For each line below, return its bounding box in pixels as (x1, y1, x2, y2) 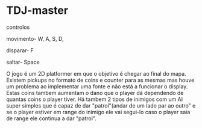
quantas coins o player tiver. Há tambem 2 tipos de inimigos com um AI (6, 96, 183, 103)
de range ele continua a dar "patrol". (6, 115, 96, 122)
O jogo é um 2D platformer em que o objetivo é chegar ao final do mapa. (6, 70, 186, 77)
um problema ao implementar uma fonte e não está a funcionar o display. (6, 82, 188, 90)
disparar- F (6, 46, 34, 54)
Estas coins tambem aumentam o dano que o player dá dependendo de (6, 89, 184, 96)
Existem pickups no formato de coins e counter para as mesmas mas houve (6, 76, 195, 84)
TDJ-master (6, 4, 68, 17)
